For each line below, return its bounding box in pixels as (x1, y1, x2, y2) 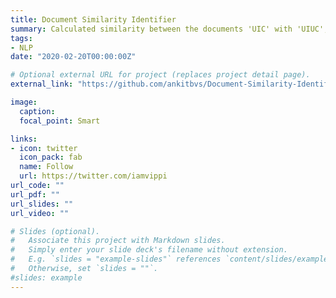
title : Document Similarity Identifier (10, 14, 177, 25)
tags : (10, 33, 33, 43)
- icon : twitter (10, 143, 78, 153)
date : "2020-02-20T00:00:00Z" (10, 52, 137, 62)
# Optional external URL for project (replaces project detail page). (10, 70, 311, 80)
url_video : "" (10, 208, 70, 218)
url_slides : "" (10, 199, 74, 209)
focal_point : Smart (19, 116, 101, 126)
